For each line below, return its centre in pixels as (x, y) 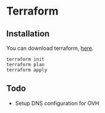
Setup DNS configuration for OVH (57, 103)
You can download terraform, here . (50, 48)
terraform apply (27, 70)
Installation (28, 34)
